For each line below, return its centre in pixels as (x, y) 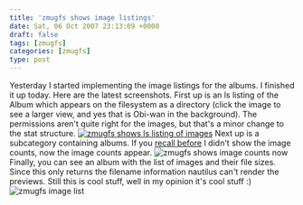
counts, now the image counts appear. (81, 153)
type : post (30, 60)
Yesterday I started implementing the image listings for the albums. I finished (152, 85)
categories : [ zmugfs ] (50, 51)
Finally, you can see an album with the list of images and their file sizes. (142, 162)
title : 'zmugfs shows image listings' (82, 18)
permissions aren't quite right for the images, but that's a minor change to (147, 124)
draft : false (34, 34)
